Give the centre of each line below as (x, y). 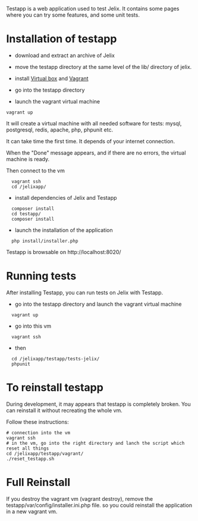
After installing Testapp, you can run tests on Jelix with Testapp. (85, 292)
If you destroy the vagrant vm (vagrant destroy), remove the (80, 498)
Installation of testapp (62, 39)
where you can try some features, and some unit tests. (73, 15)
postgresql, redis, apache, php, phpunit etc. (60, 130)
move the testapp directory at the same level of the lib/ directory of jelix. (103, 67)
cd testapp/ (26, 214)
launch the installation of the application (64, 230)
